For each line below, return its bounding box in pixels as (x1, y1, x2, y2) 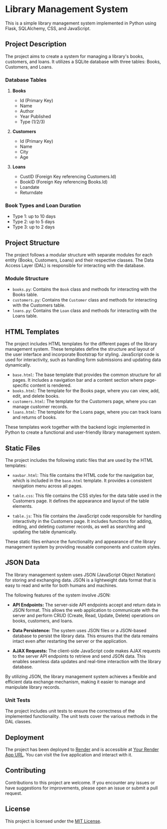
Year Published (19, 114, 51, 120)
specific (12, 382, 29, 389)
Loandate (19, 184, 40, 190)
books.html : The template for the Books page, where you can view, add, (12, 388, 160, 394)
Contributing (5, 766, 46, 775)
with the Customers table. (12, 302, 66, 309)
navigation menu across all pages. (12, 483, 83, 489)
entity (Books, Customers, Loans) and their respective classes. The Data (5, 257, 154, 263)
